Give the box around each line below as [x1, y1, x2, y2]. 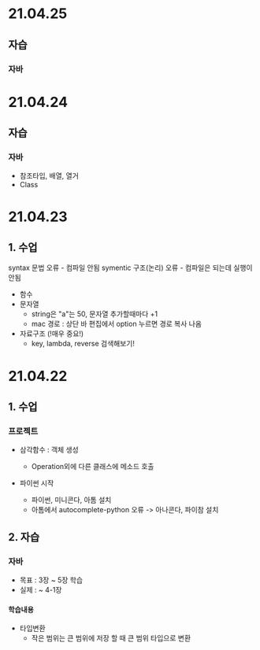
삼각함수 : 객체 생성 [19, 445, 79, 455]
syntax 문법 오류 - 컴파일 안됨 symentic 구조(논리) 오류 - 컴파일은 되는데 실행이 [8, 263, 253, 272]
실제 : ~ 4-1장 [19, 585, 62, 594]
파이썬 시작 [19, 478, 54, 488]
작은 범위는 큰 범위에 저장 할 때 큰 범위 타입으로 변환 [31, 633, 191, 643]
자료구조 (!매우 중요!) [19, 329, 84, 338]
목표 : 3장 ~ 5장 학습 [19, 575, 84, 585]
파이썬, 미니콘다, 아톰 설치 [31, 495, 112, 504]
